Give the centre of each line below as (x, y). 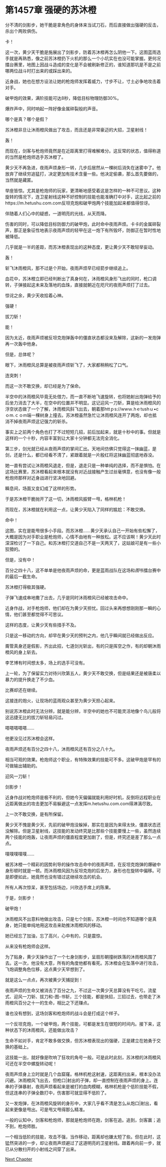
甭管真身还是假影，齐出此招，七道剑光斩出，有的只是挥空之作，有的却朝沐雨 (83, 646)
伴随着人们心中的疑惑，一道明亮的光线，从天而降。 (57, 213)
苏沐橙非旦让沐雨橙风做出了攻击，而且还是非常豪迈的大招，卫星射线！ (77, 130)
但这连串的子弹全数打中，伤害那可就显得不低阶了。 (57, 1093)
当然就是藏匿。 (20, 180)
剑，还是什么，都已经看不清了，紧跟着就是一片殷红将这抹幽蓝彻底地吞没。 (81, 455)
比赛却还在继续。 (22, 690)
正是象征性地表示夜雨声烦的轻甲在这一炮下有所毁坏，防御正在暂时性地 (89, 230)
